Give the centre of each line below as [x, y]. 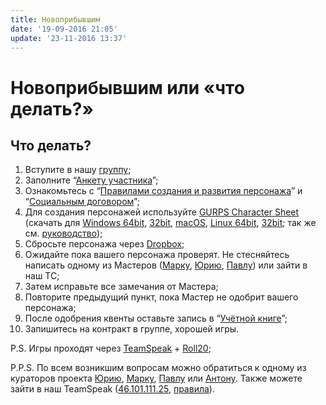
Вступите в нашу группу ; [78, 170]
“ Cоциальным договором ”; [82, 202]
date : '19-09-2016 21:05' [64, 29]
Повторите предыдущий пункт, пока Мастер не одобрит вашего [161, 297]
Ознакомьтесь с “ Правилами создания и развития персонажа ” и [163, 191]
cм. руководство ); [63, 233]
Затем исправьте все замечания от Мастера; [121, 287]
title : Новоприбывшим [55, 19]
